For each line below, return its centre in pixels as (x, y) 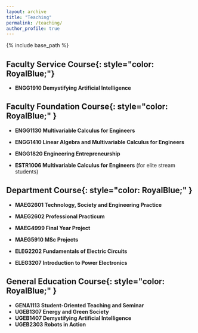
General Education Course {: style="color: (86, 282)
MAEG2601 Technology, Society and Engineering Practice (88, 204)
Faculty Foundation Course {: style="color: (87, 107)
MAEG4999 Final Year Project (52, 228)
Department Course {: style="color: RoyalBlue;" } (99, 190)
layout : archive (26, 12)
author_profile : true (33, 28)
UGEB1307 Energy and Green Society (62, 311)
